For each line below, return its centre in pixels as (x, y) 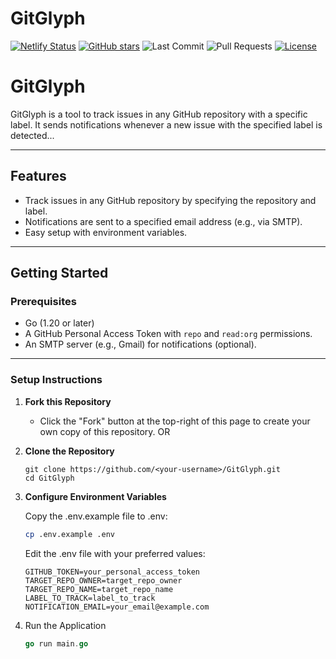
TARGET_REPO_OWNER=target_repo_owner (103, 580)
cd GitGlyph (49, 478)
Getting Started (59, 273)
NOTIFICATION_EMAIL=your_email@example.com (117, 607)
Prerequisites (43, 301)
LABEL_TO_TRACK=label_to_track (90, 598)
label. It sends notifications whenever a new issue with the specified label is (166, 124)
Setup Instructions (56, 380)
